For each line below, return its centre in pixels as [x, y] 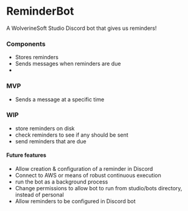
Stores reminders [37, 57]
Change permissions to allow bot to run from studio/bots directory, [99, 188]
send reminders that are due [50, 141]
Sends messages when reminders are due [68, 64]
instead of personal [39, 195]
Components [26, 44]
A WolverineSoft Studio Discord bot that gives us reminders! [82, 28]
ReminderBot [40, 11]
